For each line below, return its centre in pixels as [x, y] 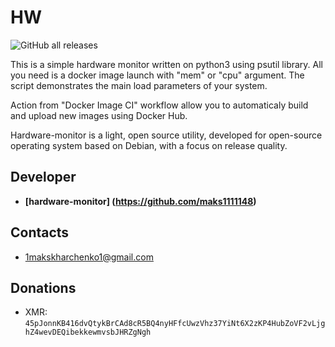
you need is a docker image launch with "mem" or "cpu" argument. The [157, 75]
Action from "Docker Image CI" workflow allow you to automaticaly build [159, 105]
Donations [43, 287]
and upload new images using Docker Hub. [99, 115]
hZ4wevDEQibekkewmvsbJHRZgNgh [88, 332]
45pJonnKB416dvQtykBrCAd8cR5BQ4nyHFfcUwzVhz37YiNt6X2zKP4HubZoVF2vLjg [175, 324]
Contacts [40, 232]
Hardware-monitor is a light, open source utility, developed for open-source [166, 135]
